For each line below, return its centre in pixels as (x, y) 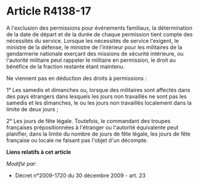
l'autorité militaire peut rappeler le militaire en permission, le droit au (91, 60)
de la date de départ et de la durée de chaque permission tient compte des (99, 34)
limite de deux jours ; (32, 109)
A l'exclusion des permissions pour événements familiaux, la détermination (99, 28)
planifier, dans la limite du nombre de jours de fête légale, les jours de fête (98, 134)
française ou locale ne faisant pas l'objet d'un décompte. (77, 140)
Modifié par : (22, 163)
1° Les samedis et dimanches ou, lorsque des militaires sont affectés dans (98, 90)
